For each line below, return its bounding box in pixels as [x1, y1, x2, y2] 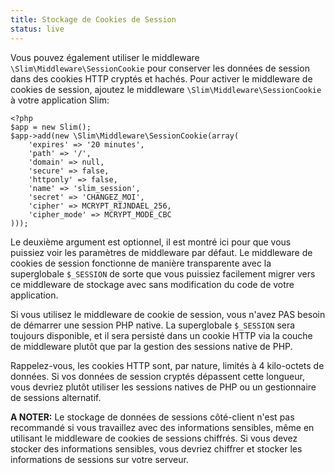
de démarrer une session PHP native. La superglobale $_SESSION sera [10, 319, 296, 331]
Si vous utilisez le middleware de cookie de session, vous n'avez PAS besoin [10, 308, 326, 320]
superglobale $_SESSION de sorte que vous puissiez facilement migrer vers [10, 267, 316, 280]
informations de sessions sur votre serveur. [10, 453, 189, 465]
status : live [10, 24, 65, 34]
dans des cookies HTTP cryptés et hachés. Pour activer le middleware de [10, 72, 313, 85]
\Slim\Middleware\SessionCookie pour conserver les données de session [10, 62, 310, 74]
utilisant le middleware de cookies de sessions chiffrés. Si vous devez [10, 432, 298, 444]
